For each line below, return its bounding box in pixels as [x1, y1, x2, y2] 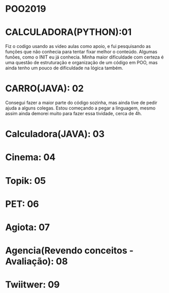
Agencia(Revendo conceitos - [5, 245, 133, 256]
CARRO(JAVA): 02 [5, 83, 84, 94]
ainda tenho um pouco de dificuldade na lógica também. [5, 65, 123, 71]
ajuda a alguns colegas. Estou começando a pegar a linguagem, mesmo [5, 105, 156, 111]
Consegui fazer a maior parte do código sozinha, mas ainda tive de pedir [5, 100, 157, 106]
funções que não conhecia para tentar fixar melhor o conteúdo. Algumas [5, 49, 157, 55]
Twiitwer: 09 [5, 279, 60, 290]
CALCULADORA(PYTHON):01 [5, 26, 132, 38]
